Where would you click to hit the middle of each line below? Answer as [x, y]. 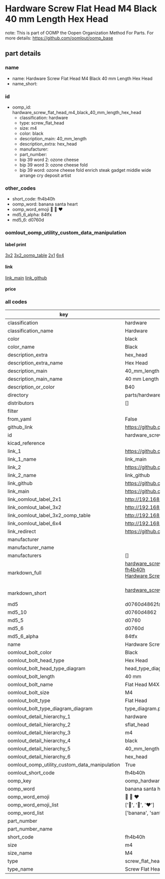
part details [23, 54]
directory [18, 395]
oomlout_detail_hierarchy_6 [39, 757]
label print [16, 244]
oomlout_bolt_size [28, 693]
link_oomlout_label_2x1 [35, 499]
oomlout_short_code [31, 773]
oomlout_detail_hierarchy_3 [39, 733]
